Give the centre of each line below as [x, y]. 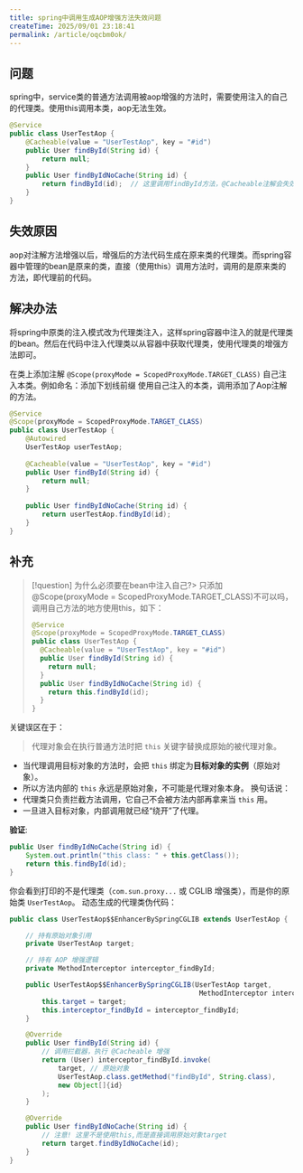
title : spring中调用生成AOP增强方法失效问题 [86, 18]
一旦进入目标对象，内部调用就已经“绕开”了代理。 [113, 811]
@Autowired [46, 439]
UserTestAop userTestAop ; [74, 447]
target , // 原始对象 [93, 1068]
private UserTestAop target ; [80, 944]
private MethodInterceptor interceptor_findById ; [121, 969]
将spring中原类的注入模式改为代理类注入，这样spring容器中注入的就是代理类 [151, 332]
